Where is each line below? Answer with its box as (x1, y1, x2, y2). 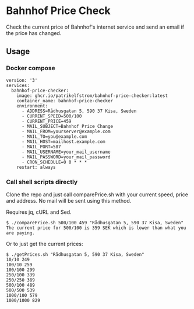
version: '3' (6, 77, 38, 83)
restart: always (16, 164, 57, 170)
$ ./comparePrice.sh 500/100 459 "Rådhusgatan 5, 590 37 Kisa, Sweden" (6, 220, 184, 225)
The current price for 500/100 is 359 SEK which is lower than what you (6, 225, 186, 231)
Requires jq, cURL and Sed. (6, 209, 72, 216)
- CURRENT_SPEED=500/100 (21, 113, 82, 119)
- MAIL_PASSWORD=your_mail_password (21, 154, 111, 160)
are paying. (6, 230, 35, 236)
